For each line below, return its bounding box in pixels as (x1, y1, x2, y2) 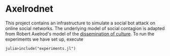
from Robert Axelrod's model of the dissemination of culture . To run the (5, 31, 155, 37)
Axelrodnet (5, 3, 53, 15)
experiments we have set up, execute (5, 36, 84, 42)
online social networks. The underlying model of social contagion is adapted (5, 25, 165, 31)
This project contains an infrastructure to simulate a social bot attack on (5, 20, 156, 26)
